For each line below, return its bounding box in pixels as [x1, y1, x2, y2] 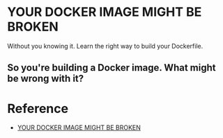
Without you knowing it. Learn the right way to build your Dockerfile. [7, 42, 203, 50]
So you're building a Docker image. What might [7, 62, 216, 74]
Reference [7, 101, 68, 117]
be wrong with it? [7, 73, 84, 85]
